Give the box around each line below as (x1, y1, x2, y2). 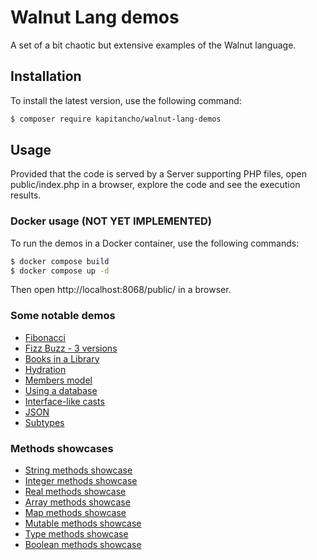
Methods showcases (10, 441, 114, 455)
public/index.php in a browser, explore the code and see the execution (10, 179, 301, 191)
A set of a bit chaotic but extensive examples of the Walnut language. (10, 39, 297, 51)
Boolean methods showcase (24, 539, 142, 551)
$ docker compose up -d (10, 266, 110, 276)
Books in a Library (24, 352, 100, 365)
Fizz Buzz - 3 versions (24, 342, 118, 354)
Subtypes (24, 416, 65, 428)
